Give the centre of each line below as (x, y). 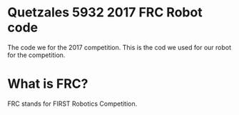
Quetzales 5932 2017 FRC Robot (105, 12)
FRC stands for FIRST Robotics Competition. (72, 104)
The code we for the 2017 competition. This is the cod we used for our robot (119, 47)
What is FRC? (48, 84)
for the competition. (36, 55)
